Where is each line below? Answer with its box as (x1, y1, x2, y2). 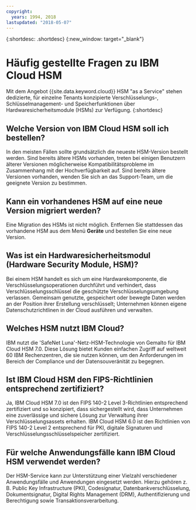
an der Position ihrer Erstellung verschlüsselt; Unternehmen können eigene (6, 300, 187, 307)
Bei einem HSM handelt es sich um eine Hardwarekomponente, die (6, 275, 167, 282)
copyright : (6, 8, 33, 15)
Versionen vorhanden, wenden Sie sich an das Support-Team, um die (6, 174, 173, 181)
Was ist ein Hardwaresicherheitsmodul (6, 250, 151, 261)
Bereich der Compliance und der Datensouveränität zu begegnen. (6, 358, 165, 365)
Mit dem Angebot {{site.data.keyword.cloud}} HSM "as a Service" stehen (6, 88, 183, 95)
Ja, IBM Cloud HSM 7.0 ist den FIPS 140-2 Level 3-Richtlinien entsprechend (6, 399, 188, 406)
